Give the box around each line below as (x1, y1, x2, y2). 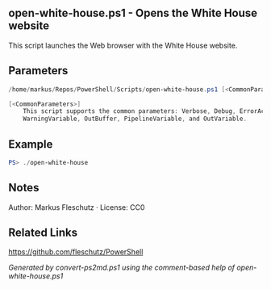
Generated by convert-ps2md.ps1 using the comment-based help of (8, 262, 236, 273)
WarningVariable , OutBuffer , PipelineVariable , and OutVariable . (23, 115, 248, 124)
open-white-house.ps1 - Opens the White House (8, 6, 258, 20)
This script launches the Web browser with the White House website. (8, 40, 238, 50)
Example (8, 137, 53, 151)
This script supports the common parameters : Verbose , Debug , (23, 107, 236, 115)
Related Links (8, 226, 78, 240)
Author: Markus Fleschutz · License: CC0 (8, 202, 145, 212)
